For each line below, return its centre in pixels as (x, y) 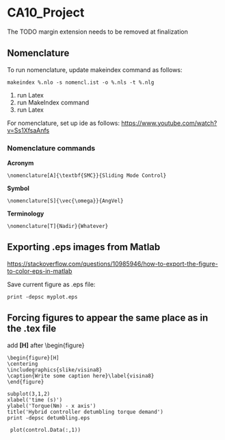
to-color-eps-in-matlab (40, 271)
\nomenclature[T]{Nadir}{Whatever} (58, 227)
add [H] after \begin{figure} (46, 345)
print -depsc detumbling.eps (49, 418)
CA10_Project (46, 13)
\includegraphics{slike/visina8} (55, 370)
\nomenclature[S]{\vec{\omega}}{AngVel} (66, 201)
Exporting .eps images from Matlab (84, 247)
